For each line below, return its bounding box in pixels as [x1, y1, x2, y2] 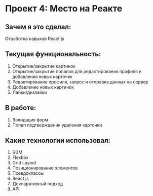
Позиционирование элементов [12, 165, 78, 171]
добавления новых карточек [12, 74, 73, 79]
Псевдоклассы [12, 170, 44, 176]
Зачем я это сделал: [5, 23, 72, 31]
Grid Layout [12, 160, 36, 166]
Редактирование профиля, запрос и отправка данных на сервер [12, 78, 149, 84]
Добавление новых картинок [12, 84, 74, 90]
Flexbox [12, 155, 29, 160]
